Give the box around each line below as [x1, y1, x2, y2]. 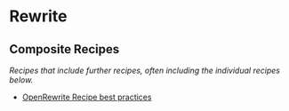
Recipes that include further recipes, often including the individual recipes [9, 65, 280, 75]
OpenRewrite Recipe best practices [21, 91, 152, 102]
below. [9, 75, 34, 85]
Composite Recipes [9, 42, 120, 57]
